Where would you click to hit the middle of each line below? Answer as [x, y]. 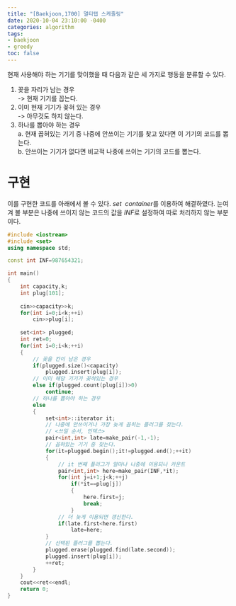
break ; [93, 503]
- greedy [20, 47]
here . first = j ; [104, 497]
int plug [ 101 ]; [43, 293]
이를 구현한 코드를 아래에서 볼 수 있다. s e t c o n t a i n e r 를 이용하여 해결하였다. [112, 203]
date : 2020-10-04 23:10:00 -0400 [57, 21]
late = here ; [86, 530]
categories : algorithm [41, 27]
